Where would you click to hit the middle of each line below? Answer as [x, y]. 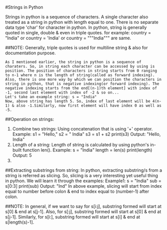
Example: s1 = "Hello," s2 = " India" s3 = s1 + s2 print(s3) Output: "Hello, [86, 134]
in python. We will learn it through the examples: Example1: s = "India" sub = [83, 181]
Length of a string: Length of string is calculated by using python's [81, 145]
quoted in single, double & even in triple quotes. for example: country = [78, 33]
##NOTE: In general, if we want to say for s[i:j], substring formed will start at [83, 206]
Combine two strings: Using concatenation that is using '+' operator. [83, 129]
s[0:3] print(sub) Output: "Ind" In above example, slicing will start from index [83, 186]
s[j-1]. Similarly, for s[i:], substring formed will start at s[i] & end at [73, 217]
